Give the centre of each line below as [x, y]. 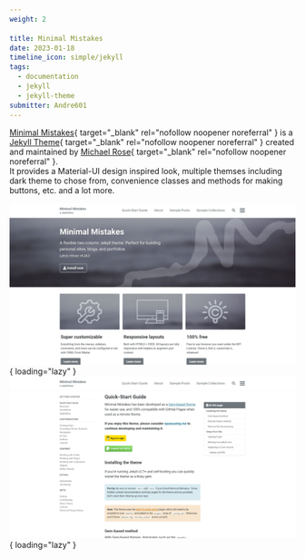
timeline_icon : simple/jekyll [67, 58]
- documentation [48, 77]
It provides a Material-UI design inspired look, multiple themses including [146, 171]
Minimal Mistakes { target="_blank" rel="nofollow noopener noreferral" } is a [151, 132]
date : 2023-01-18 [42, 48]
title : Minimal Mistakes [56, 38]
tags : [20, 67]
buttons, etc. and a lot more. [62, 190]
